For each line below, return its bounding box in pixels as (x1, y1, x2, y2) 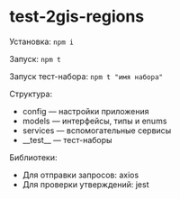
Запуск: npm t (9, 53, 61, 64)
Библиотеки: (9, 151, 58, 163)
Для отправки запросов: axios (22, 169, 139, 180)
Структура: (9, 88, 52, 99)
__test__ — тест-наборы (22, 134, 112, 145)
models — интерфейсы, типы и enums (22, 115, 167, 126)
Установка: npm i (9, 36, 74, 47)
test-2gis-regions (9, 6, 145, 27)
